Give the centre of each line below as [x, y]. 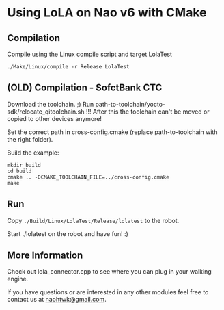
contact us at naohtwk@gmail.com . [57, 300]
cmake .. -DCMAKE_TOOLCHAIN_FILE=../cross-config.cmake [88, 177]
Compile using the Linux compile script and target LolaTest [90, 54]
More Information [45, 256]
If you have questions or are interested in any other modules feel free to [108, 292]
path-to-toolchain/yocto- [130, 104]
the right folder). [30, 139]
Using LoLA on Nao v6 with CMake [107, 13]
